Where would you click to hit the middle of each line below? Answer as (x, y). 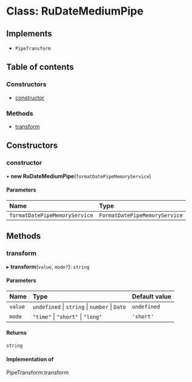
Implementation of (30, 359)
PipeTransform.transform (38, 373)
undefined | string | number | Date (79, 306)
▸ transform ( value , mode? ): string (48, 266)
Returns (17, 333)
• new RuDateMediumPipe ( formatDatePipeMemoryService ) (79, 176)
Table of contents (40, 67)
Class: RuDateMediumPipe (75, 11)
